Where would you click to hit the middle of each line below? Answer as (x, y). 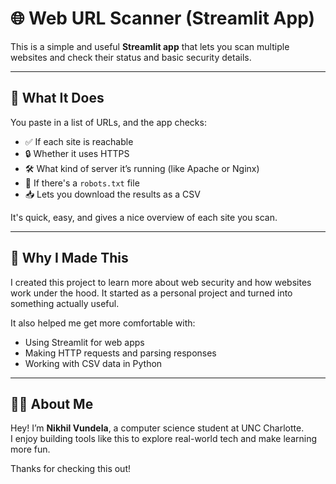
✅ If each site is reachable (79, 141)
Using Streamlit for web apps (84, 342)
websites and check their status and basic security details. (131, 57)
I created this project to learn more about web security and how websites (161, 282)
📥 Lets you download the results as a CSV (112, 194)
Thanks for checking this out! (70, 469)
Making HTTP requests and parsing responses (120, 353)
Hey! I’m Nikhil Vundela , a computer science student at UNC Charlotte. (157, 428)
